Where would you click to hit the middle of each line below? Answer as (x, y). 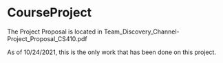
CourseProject (50, 13)
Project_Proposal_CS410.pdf (47, 38)
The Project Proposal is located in (55, 32)
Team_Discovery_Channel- (141, 32)
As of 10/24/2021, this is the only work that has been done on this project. (112, 52)
